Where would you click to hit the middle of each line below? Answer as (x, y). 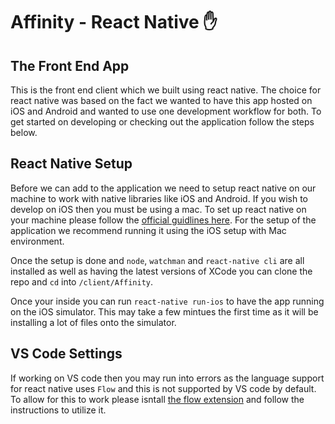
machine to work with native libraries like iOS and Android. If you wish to (159, 198)
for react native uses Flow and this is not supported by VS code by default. (163, 388)
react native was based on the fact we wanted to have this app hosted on (161, 100)
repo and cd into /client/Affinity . (82, 281)
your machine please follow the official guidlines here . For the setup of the (163, 220)
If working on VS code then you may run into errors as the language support (167, 378)
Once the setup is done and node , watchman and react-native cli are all (157, 260)
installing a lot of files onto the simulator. (93, 322)
